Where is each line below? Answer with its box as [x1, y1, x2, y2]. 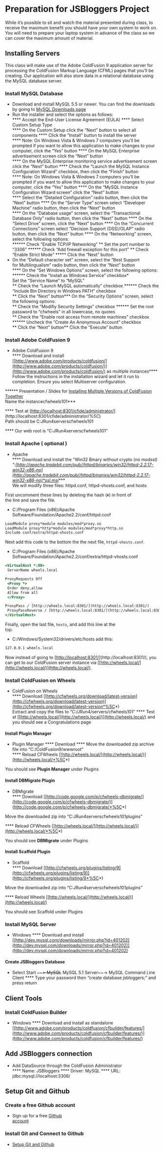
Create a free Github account [5, 1102, 76, 1109]
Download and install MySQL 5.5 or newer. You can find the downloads [12, 101, 155, 107]
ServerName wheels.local [7, 568, 58, 573]
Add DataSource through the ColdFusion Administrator [12, 1063, 122, 1068]
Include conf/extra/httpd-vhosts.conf [5, 530, 84, 535]
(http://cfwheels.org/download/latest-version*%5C [12, 704, 115, 709]
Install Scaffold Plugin [5, 849, 51, 854]
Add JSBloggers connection [5, 1049, 93, 1058]
